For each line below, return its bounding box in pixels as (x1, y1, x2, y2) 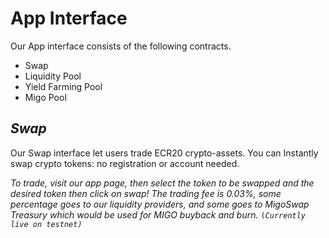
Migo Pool (24, 91, 67, 103)
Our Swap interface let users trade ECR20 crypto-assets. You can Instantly (10, 147, 319, 159)
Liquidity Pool (24, 70, 82, 82)
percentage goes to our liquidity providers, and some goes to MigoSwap (10, 198, 310, 210)
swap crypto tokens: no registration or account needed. (10, 157, 240, 169)
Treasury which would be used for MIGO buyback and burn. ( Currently (10, 208, 307, 221)
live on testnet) (10, 219, 83, 229)
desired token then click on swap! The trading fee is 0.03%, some (10, 187, 282, 199)
